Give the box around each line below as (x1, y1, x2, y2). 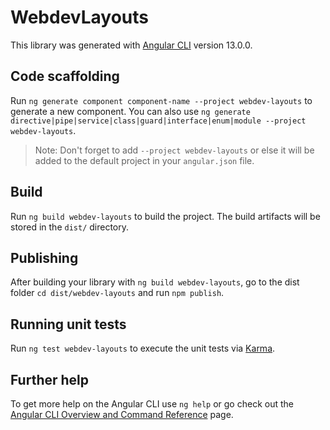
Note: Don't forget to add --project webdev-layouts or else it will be (34, 144, 315, 156)
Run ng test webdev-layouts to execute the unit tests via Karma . (10, 342, 276, 355)
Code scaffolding (10, 68, 120, 85)
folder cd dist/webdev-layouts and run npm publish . (10, 287, 225, 299)
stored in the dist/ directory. (10, 221, 130, 233)
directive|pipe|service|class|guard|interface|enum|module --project (10, 116, 307, 126)
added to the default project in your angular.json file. (34, 154, 255, 166)
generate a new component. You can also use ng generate (10, 105, 251, 117)
